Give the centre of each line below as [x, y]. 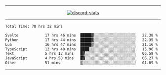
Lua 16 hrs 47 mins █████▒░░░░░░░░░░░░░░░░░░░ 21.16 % [82, 44]
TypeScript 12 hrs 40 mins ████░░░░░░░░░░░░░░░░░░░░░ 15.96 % [82, 49]
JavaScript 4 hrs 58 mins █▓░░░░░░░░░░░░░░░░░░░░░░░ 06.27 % [82, 58]
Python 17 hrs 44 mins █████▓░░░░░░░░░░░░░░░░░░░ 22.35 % [82, 40]
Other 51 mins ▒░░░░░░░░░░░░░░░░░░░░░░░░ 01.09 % [82, 63]
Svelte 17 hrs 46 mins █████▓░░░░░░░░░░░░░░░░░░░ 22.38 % [82, 35]
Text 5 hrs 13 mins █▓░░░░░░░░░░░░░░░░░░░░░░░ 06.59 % [82, 54]
